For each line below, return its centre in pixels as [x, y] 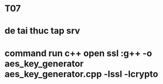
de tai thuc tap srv [42, 31]
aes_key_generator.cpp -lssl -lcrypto [81, 74]
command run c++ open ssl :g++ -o [78, 53]
